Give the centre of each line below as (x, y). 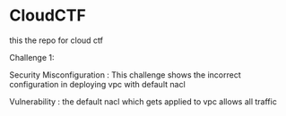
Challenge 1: (32, 57)
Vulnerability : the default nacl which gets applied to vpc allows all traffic (143, 101)
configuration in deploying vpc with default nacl (97, 84)
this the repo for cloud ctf (56, 40)
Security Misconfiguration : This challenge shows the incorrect (126, 75)
